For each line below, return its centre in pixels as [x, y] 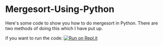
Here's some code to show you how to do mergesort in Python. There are [82, 23]
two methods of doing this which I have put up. [54, 28]
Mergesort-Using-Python [60, 9]
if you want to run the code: [34, 38]
